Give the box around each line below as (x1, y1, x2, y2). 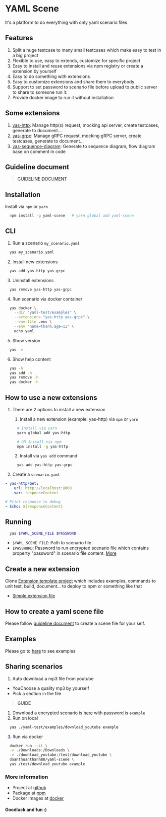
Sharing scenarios (5, 663, 63, 671)
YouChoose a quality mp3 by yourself (12, 685, 89, 691)
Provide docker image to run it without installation (12, 94, 114, 100)
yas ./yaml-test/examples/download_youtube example (9, 725, 119, 730)
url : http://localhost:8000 (14, 486, 72, 491)
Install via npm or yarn (5, 204, 48, 210)
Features (5, 34, 33, 42)
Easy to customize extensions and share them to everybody (12, 78, 135, 84)
